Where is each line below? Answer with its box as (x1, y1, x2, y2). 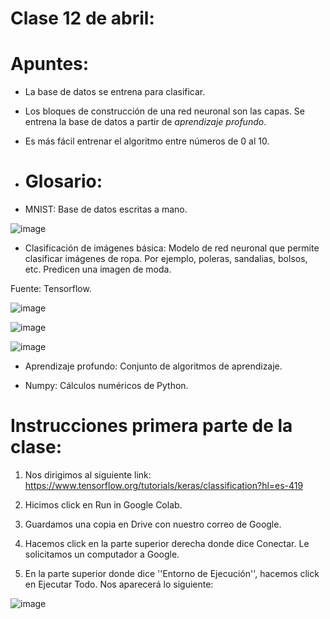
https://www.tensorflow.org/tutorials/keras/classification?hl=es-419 (24, 480, 304, 491)
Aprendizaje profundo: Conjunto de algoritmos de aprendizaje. (24, 360, 283, 372)
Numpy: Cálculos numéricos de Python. (24, 380, 189, 392)
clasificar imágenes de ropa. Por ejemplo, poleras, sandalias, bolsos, (24, 253, 308, 265)
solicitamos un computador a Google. (24, 548, 180, 560)
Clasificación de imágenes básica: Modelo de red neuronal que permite (24, 242, 320, 254)
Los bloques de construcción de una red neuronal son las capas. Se (24, 105, 305, 117)
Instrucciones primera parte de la (10, 415, 293, 437)
